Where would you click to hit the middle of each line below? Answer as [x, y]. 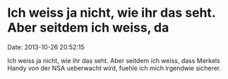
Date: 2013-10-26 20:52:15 [46, 47]
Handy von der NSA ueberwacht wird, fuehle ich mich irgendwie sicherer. [114, 68]
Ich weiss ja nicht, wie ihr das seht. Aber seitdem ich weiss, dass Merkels [114, 60]
